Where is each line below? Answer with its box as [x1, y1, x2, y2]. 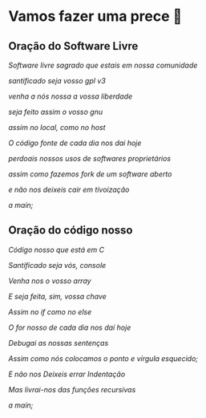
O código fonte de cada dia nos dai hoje [8, 138, 142, 148]
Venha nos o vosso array [8, 276, 91, 286]
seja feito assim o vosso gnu [8, 108, 103, 116]
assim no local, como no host [8, 123, 106, 132]
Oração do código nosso [8, 224, 133, 237]
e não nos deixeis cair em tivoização [8, 185, 130, 194]
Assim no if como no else [8, 306, 92, 316]
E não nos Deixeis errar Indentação [8, 369, 126, 379]
